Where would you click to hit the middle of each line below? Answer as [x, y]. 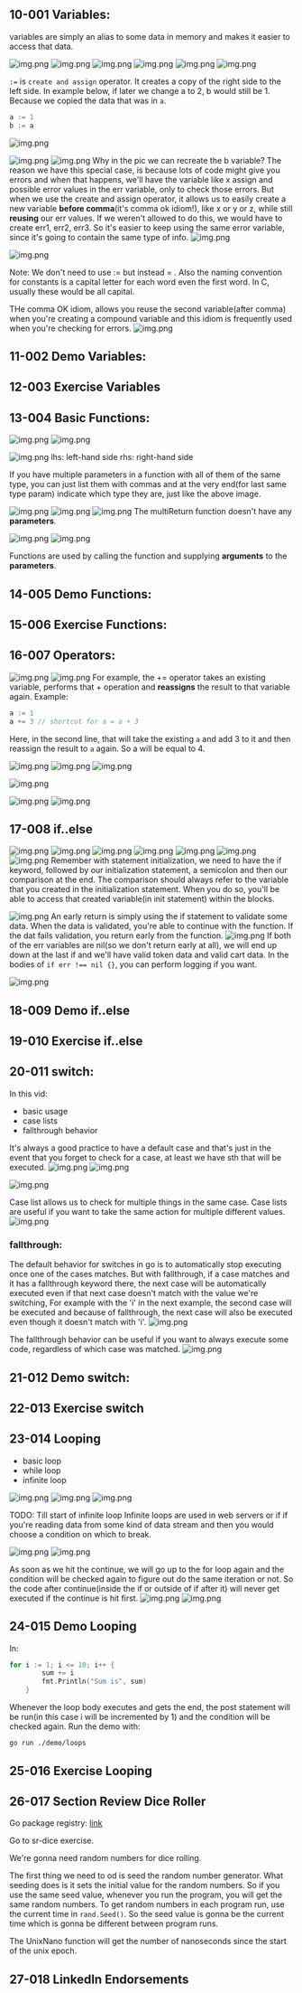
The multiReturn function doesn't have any [213, 512]
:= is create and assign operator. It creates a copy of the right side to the [145, 81]
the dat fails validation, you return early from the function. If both [150, 935]
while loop [41, 1470]
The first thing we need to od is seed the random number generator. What [146, 1875]
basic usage [45, 1111]
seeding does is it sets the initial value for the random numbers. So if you [145, 1885]
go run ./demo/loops [48, 1744]
